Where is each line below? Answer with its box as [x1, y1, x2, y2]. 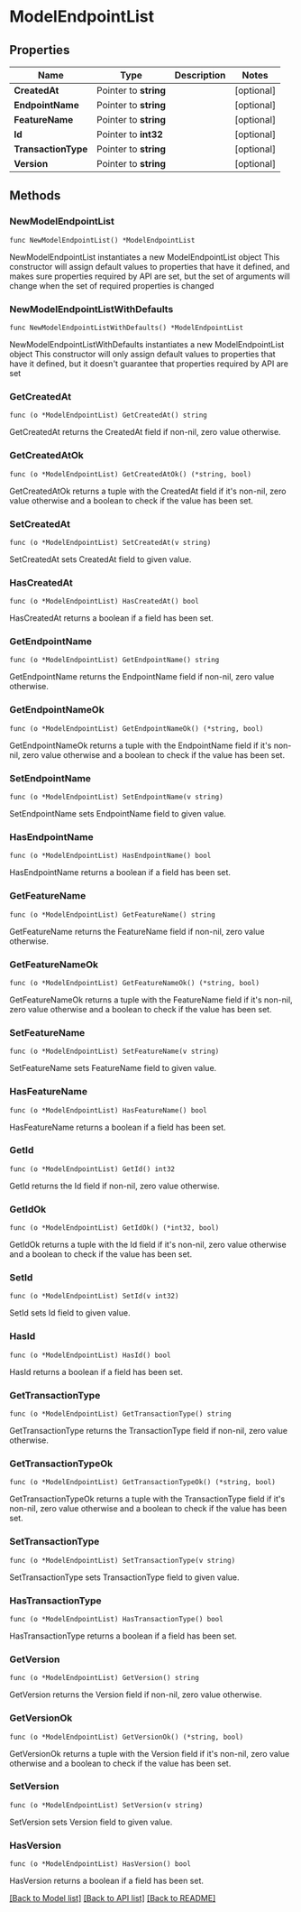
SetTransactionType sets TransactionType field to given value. [9, 1572, 241, 1583]
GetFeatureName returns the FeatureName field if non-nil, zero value [9, 926, 265, 937]
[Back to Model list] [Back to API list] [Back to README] [9, 1893, 216, 1904]
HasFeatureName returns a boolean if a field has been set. [9, 1122, 227, 1132]
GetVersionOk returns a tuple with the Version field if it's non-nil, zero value [9, 1748, 290, 1759]
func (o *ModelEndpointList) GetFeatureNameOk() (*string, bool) [9, 978, 260, 987]
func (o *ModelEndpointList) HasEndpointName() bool [9, 851, 212, 861]
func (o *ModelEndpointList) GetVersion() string [9, 1674, 200, 1683]
